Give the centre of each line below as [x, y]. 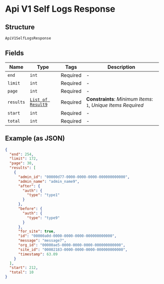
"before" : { [30, 209]
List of [39, 99]
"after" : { [29, 186]
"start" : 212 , [24, 268]
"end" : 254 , [22, 154]
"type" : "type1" [43, 195]
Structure [20, 27]
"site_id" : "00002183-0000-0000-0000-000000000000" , [73, 250]
